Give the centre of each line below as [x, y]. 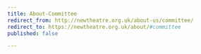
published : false [33, 33]
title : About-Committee [42, 14]
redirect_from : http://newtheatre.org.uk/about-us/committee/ [100, 20]
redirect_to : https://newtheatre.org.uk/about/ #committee [94, 27]
